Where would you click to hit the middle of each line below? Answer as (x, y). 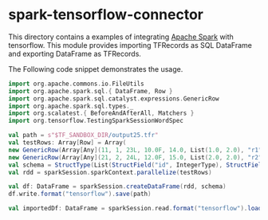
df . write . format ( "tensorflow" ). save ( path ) (80, 194)
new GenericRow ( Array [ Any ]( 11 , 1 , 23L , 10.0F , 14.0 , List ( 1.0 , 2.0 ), (126, 150)
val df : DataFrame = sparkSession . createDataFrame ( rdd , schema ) (117, 187)
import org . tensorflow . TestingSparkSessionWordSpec (96, 121)
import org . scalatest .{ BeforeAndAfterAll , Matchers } (101, 113)
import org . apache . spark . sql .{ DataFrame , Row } (91, 91)
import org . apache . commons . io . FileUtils (77, 84)
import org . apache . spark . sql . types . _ (71, 106)
